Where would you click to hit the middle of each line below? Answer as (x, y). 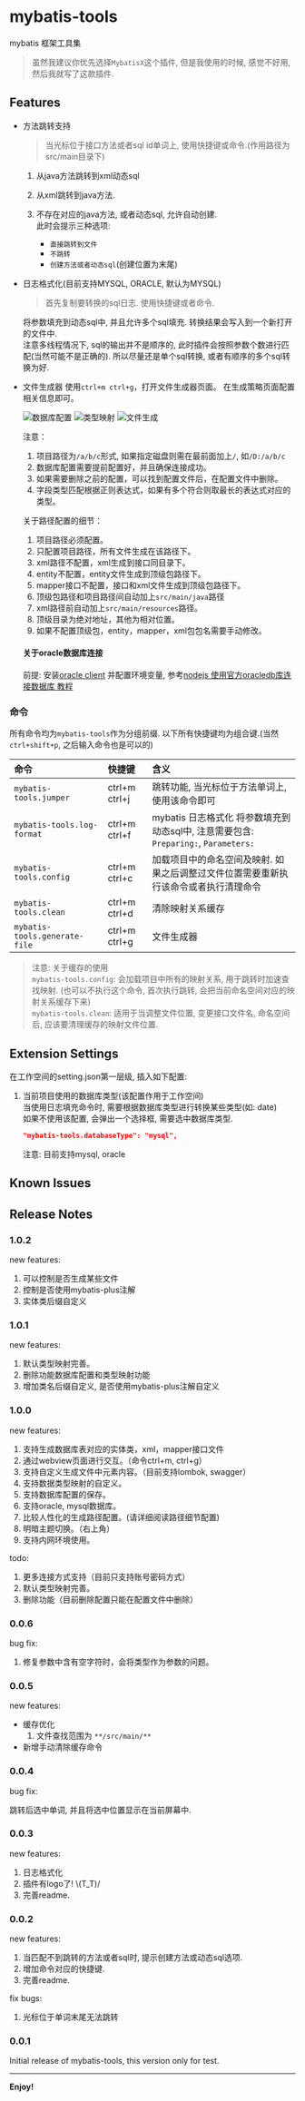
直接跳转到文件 (74, 244)
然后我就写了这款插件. (73, 74)
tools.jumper (42, 798)
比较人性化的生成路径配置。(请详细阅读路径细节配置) (121, 1517)
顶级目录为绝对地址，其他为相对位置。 (108, 619)
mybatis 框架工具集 (45, 43)
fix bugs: (26, 1998)
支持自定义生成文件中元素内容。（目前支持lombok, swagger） (137, 1471)
